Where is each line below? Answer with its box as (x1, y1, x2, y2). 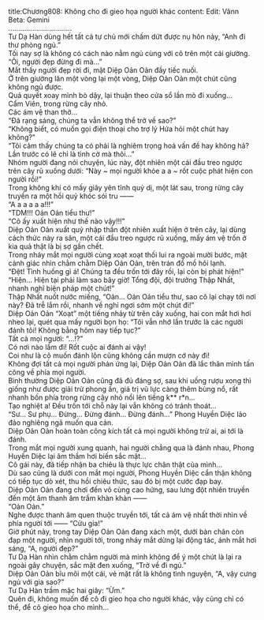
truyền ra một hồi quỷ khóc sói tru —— (8, 191, 134, 201)
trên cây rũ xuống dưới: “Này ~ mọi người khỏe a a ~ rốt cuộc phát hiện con (8, 166, 254, 175)
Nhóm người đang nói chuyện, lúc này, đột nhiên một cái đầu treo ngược (8, 158, 243, 167)
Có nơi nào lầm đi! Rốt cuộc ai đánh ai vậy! (8, 343, 147, 351)
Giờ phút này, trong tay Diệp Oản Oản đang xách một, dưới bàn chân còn (8, 527, 244, 536)
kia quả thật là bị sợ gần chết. (8, 242, 104, 251)
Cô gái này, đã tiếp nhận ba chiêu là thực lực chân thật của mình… (8, 460, 223, 469)
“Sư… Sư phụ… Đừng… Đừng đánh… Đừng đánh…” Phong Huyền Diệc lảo (8, 410, 247, 419)
